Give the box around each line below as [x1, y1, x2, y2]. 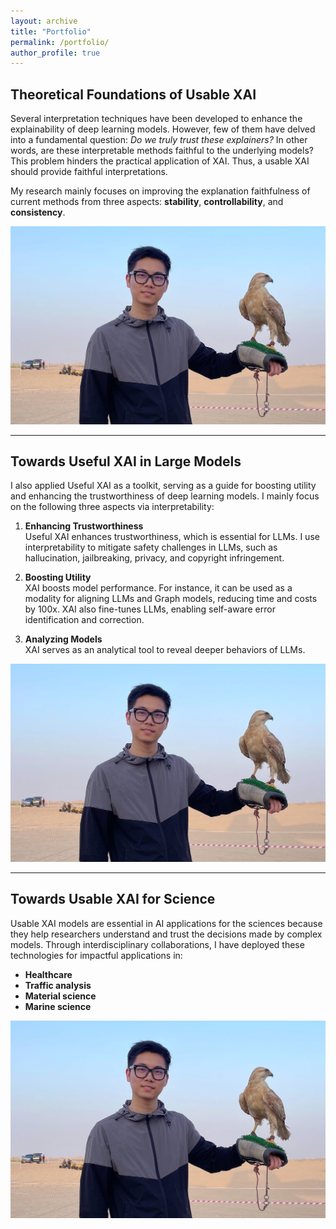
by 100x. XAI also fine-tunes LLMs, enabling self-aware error [24, 603, 276, 615]
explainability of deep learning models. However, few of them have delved [10, 123, 316, 135]
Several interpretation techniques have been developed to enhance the [10, 113, 303, 125]
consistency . [10, 206, 66, 219]
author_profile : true [10, 48, 101, 58]
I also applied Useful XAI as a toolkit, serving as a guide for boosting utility [10, 480, 317, 492]
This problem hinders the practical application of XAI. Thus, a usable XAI [10, 155, 310, 167]
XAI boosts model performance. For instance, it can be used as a [24, 582, 293, 594]
